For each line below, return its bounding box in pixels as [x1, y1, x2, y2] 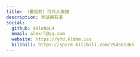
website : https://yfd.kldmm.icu [11, 36, 92, 42]
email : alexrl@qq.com [11, 31, 66, 37]
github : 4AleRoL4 [11, 25, 55, 31]
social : [6, 20, 26, 26]
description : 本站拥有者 [6, 14, 64, 20]
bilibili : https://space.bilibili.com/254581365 [11, 42, 135, 48]
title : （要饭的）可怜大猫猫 [6, 8, 70, 15]
